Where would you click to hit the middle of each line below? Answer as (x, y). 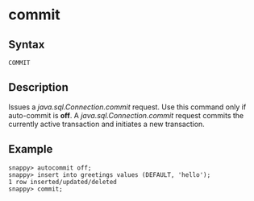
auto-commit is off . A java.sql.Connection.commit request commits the (126, 115)
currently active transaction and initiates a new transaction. (107, 124)
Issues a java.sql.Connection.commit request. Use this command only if (127, 107)
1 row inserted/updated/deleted (62, 182)
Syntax (27, 45)
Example (31, 149)
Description (38, 87)
